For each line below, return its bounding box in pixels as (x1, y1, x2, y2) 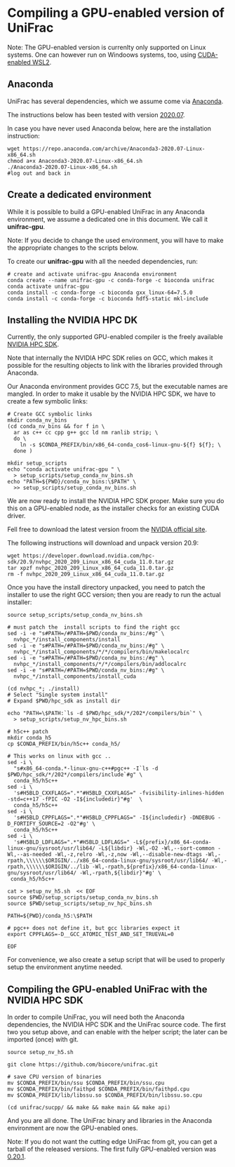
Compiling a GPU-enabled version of (7, 5, 224, 21)
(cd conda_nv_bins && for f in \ (7, 423, 105, 430)
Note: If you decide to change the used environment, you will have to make (7, 236, 224, 244)
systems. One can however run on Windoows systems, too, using (7, 51, 196, 59)
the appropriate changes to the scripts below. (7, 244, 139, 252)
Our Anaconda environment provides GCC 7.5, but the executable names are (7, 382, 228, 391)
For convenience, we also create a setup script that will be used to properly (7, 956, 225, 964)
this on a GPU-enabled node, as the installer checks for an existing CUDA (7, 504, 220, 513)
